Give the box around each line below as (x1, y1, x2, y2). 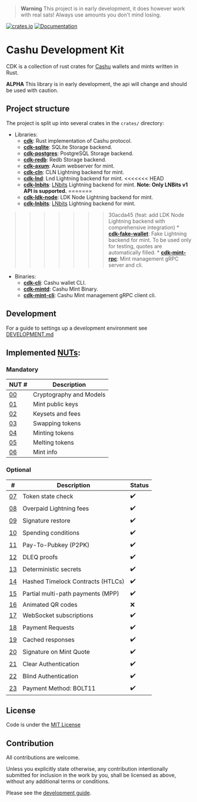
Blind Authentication (22, 672, 79, 681)
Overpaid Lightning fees (22, 504, 89, 512)
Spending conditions (22, 529, 80, 537)
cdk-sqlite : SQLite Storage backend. (23, 143, 113, 150)
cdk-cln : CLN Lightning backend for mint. (23, 168, 125, 176)
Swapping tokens (33, 419, 81, 428)
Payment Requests (22, 623, 75, 632)
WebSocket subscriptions (22, 612, 94, 620)
